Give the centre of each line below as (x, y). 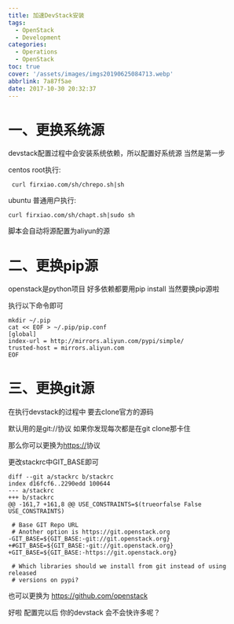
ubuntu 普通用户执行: (42, 201)
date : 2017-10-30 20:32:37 (52, 89)
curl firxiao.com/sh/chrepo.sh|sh (68, 185)
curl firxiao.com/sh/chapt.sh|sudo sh (71, 216)
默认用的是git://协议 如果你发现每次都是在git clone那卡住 (99, 429)
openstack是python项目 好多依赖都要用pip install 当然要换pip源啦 (114, 289)
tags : (17, 23)
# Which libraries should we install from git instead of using (119, 567)
